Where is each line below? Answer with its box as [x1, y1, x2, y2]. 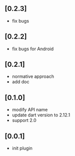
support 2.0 [12, 117, 37, 123]
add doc [12, 79, 30, 85]
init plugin [12, 145, 33, 151]
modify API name [12, 107, 48, 113]
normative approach [12, 73, 54, 80]
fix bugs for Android [12, 46, 54, 52]
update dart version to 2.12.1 [12, 112, 70, 118]
